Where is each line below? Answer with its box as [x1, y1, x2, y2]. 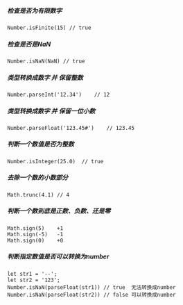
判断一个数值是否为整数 [7, 140, 74, 149]
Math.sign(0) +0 [7, 237, 64, 244]
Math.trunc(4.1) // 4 [7, 191, 70, 198]
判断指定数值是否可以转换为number [7, 252, 110, 261]
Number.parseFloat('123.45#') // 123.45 [7, 124, 135, 131]
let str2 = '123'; [7, 277, 60, 283]
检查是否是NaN [7, 40, 51, 48]
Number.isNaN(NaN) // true [7, 58, 85, 65]
